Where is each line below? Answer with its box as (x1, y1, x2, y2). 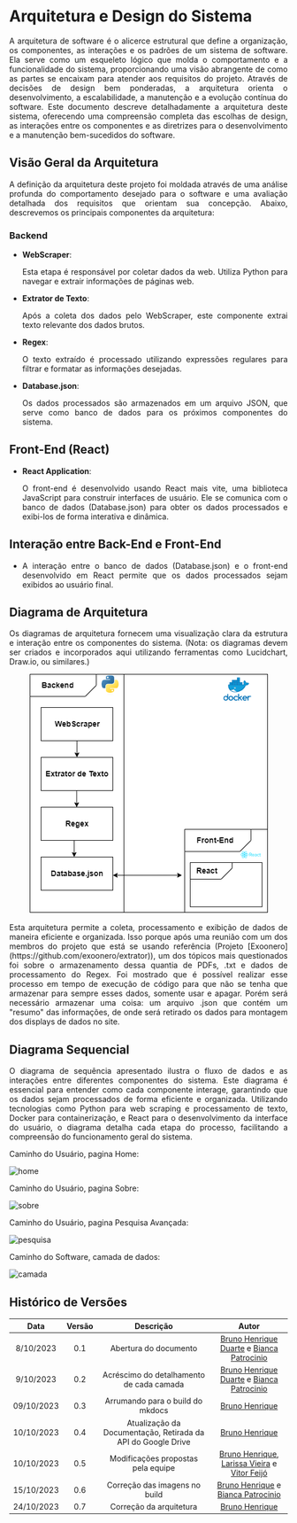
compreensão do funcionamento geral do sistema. (9, 1131, 193, 1142)
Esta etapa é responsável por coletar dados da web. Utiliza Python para (21, 267, 288, 277)
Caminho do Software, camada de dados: (9, 1252, 161, 1263)
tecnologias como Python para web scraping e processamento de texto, (9, 1103, 288, 1114)
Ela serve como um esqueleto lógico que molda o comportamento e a (9, 54, 288, 65)
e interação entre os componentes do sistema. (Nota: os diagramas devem (9, 638, 288, 649)
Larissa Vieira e (220, 1457, 278, 1468)
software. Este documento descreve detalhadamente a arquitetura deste (9, 101, 288, 112)
